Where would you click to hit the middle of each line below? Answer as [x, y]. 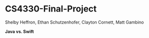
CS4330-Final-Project [51, 9]
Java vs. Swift [19, 31]
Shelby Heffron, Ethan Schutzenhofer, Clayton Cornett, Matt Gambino [74, 22]
